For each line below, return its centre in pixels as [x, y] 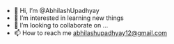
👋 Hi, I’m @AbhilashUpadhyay [56, 11]
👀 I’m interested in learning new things [69, 18]
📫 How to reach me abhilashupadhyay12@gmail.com [90, 33]
